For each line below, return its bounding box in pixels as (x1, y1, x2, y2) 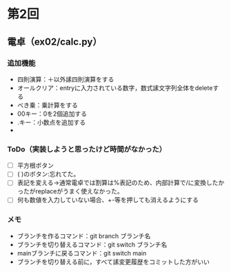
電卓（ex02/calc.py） (7, 36, 102, 48)
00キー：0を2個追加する (17, 109, 88, 118)
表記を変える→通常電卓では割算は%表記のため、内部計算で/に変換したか (17, 178, 225, 187)
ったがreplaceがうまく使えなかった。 (17, 187, 123, 196)
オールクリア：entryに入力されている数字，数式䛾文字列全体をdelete (17, 83, 213, 92)
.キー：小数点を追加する (17, 118, 86, 126)
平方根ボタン (17, 161, 54, 169)
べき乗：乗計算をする (17, 101, 78, 109)
